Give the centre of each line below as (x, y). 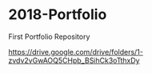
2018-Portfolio (58, 15)
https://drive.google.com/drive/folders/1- (76, 52)
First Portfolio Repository (49, 36)
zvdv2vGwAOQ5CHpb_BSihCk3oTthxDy (74, 60)
